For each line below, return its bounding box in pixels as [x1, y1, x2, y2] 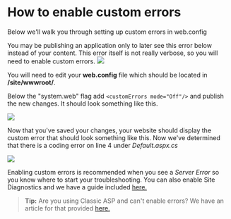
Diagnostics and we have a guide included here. [7, 182, 147, 191]
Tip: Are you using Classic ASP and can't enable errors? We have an [24, 196, 225, 205]
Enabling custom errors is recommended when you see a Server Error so [7, 168, 220, 176]
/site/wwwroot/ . [7, 78, 56, 87]
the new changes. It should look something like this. [7, 99, 158, 108]
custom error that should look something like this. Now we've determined [7, 133, 221, 142]
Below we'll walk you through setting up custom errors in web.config [7, 27, 207, 36]
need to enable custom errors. [7, 57, 95, 65]
